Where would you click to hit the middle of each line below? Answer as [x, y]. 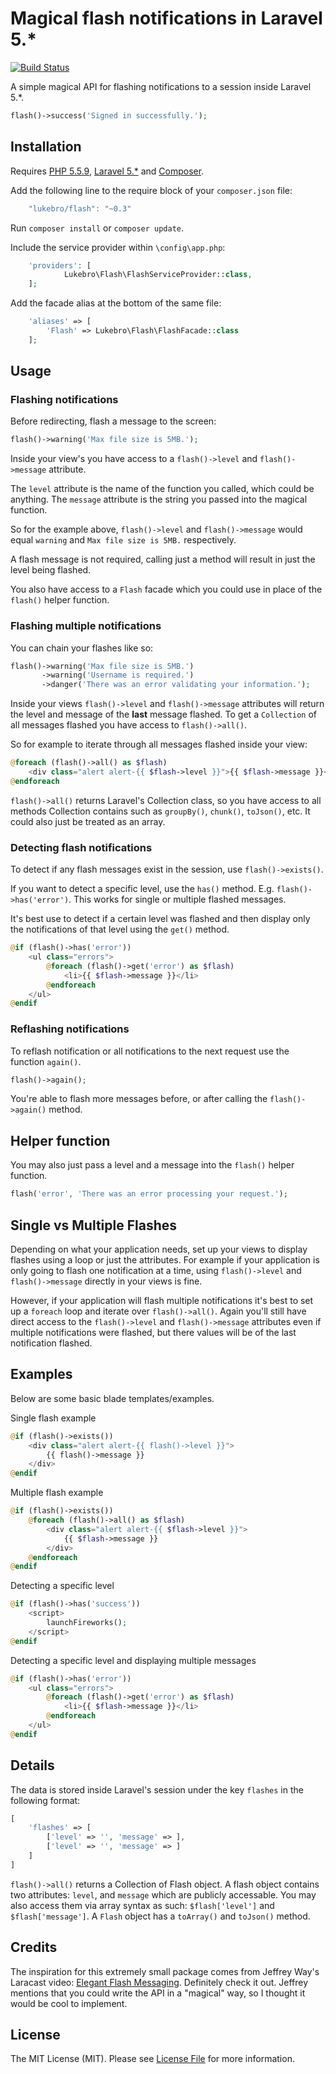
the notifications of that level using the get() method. [120, 929]
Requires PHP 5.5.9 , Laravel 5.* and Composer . [107, 171]
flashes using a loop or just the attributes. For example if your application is [165, 1259]
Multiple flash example [57, 1493]
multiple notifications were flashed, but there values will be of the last [153, 1332]
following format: [45, 1800]
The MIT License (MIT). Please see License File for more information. [152, 2059]
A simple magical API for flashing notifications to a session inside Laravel [161, 86]
